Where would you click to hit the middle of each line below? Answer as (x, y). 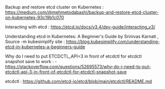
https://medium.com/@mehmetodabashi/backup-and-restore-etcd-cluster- (82, 12)
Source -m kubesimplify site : (35, 42)
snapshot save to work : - (31, 61)
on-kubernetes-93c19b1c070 (35, 17)
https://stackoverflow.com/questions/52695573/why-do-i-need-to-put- (78, 67)
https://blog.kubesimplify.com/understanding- (113, 42)
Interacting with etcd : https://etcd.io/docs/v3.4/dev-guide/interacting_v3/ (80, 27)
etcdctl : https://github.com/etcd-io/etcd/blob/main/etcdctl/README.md (79, 81)
